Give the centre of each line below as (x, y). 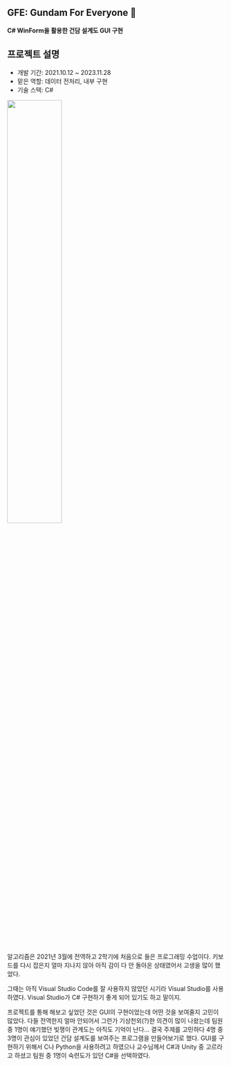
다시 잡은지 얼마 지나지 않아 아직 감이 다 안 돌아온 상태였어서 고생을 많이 (117, 965)
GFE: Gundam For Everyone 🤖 (72, 13)
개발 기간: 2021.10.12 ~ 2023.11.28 (64, 72)
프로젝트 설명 (34, 54)
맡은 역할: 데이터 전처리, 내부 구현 (62, 81)
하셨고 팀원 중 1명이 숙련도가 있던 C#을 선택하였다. (82, 1055)
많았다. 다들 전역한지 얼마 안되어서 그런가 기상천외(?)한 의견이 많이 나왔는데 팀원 (115, 1020)
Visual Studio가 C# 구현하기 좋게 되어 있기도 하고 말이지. (104, 997)
